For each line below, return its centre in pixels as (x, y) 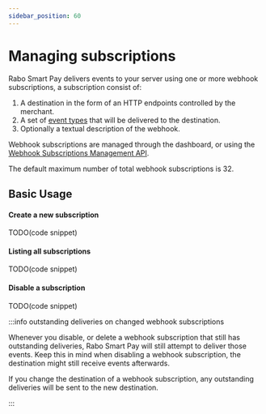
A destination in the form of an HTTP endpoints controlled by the (128, 103)
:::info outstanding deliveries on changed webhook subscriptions (116, 322)
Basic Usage (40, 194)
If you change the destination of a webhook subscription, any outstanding (131, 378)
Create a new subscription (54, 215)
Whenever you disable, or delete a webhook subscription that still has (125, 337)
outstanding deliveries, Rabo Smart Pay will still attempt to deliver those (127, 346)
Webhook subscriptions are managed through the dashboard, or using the (132, 144)
